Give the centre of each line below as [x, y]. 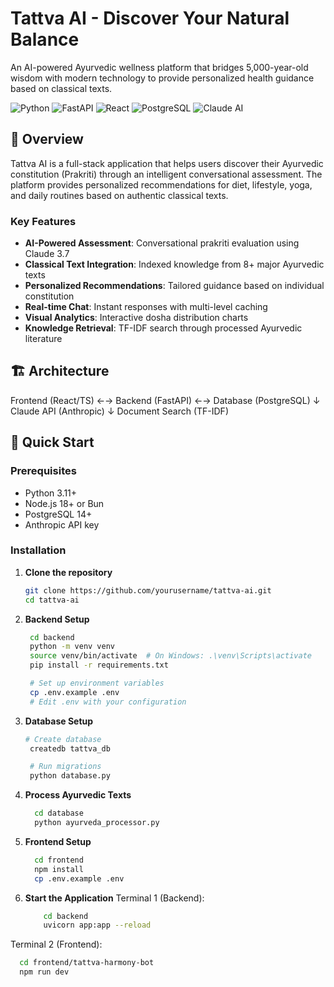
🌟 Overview [47, 139]
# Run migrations [65, 767]
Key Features [43, 221]
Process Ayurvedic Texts [78, 795]
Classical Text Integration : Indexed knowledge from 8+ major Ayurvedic [174, 264]
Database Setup [59, 721]
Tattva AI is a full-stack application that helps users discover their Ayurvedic [167, 163]
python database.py [70, 776]
